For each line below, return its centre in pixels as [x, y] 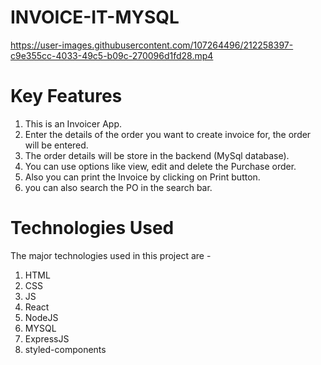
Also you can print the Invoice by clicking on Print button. [142, 177]
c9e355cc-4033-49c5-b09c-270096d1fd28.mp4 [112, 55]
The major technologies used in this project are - [111, 255]
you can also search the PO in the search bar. [118, 187]
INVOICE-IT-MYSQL [95, 17]
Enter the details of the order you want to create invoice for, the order [168, 134]
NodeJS [41, 317]
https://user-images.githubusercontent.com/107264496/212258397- [152, 45]
